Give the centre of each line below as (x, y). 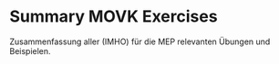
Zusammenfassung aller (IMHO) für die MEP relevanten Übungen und (140, 41)
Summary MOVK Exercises (114, 17)
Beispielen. (31, 50)
